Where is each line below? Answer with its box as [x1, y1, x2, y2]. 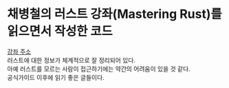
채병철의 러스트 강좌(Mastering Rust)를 [7, 6, 222, 22]
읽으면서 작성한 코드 [7, 23, 113, 39]
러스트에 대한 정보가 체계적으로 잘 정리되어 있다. [7, 56, 136, 64]
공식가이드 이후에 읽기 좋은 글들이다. [7, 73, 105, 81]
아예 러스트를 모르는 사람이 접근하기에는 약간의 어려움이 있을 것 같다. [7, 65, 190, 73]
